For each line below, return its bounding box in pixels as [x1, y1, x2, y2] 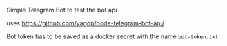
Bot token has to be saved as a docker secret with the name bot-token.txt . [6, 32, 221, 41]
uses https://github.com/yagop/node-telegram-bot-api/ [6, 19, 165, 27]
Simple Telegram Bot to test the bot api [6, 6, 117, 14]
